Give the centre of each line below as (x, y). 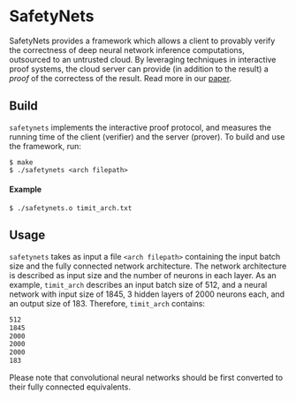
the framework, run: (46, 146)
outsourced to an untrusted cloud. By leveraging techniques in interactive (143, 59)
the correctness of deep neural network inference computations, (127, 49)
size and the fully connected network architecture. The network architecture (148, 266)
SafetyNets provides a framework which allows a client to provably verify (142, 41)
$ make (21, 162)
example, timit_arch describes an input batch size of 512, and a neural (138, 284)
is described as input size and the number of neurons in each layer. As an (143, 275)
